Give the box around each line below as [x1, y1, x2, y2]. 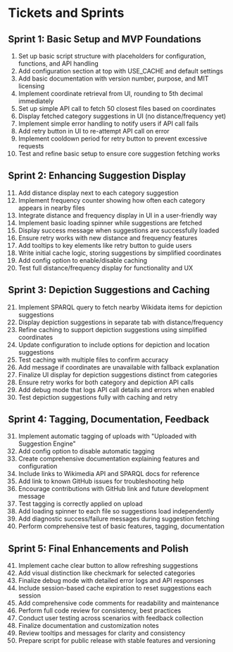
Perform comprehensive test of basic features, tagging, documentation [18, 522, 225, 531]
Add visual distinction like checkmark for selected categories [18, 569, 196, 577]
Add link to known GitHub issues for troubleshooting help [18, 477, 184, 485]
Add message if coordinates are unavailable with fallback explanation [18, 362, 220, 372]
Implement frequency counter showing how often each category [18, 196, 206, 204]
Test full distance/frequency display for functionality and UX [18, 263, 193, 272]
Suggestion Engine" [18, 439, 76, 448]
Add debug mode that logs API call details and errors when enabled [18, 385, 215, 393]
